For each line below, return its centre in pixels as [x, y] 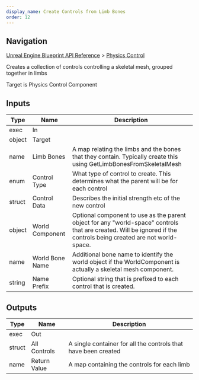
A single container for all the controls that [126, 343]
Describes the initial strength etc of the [126, 198]
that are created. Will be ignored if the [125, 230]
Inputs [18, 103]
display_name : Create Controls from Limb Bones [66, 12]
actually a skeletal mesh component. [123, 269]
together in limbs [27, 73]
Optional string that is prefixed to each [125, 279]
